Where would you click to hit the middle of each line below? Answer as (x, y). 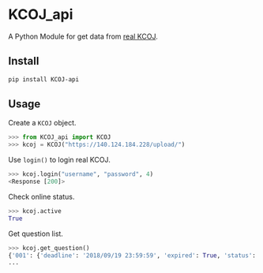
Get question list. (36, 234)
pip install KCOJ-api (44, 79)
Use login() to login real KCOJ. (59, 160)
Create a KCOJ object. (42, 123)
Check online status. (41, 196)
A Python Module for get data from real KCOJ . (83, 36)
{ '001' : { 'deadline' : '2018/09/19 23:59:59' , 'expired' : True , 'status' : (132, 255)
